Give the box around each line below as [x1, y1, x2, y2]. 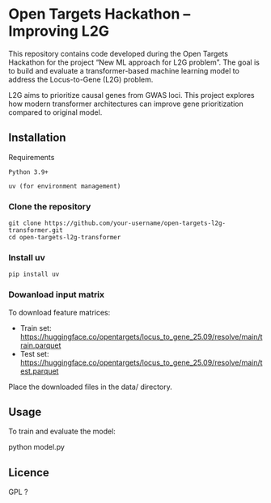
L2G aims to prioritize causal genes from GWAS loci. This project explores [8, 90, 255, 99]
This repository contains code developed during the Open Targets [8, 49, 229, 58]
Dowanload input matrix [8, 289, 105, 300]
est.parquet [19, 366, 59, 376]
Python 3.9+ [8, 167, 49, 176]
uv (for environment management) [8, 182, 121, 190]
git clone [8, 219, 42, 227]
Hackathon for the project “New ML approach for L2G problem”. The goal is [8, 57, 260, 67]
